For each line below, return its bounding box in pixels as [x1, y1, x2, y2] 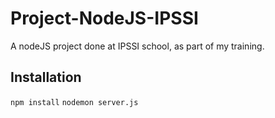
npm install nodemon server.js [10, 97, 139, 107]
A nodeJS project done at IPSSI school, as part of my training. [10, 40, 265, 52]
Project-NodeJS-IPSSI [10, 7, 199, 30]
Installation [10, 69, 82, 86]
